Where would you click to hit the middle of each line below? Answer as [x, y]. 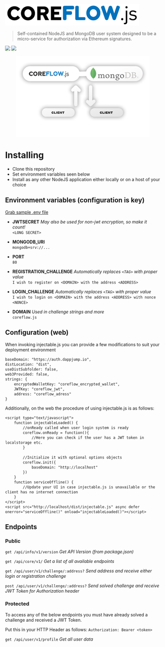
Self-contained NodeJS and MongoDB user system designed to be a [87, 33]
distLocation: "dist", [28, 364]
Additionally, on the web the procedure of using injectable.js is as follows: [80, 408]
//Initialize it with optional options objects [72, 457]
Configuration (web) [37, 333]
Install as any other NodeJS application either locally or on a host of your [86, 179]
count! [19, 227]
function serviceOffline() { [44, 482]
